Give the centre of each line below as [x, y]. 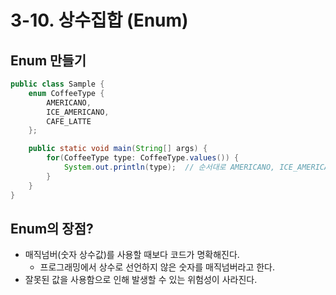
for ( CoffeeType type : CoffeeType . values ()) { [143, 158]
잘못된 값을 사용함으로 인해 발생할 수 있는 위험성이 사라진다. [141, 280]
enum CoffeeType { [66, 93]
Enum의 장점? [52, 228]
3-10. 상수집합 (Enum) [99, 20]
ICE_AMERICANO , [78, 112]
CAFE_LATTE [69, 121]
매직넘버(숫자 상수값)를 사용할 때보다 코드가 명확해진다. [132, 255]
